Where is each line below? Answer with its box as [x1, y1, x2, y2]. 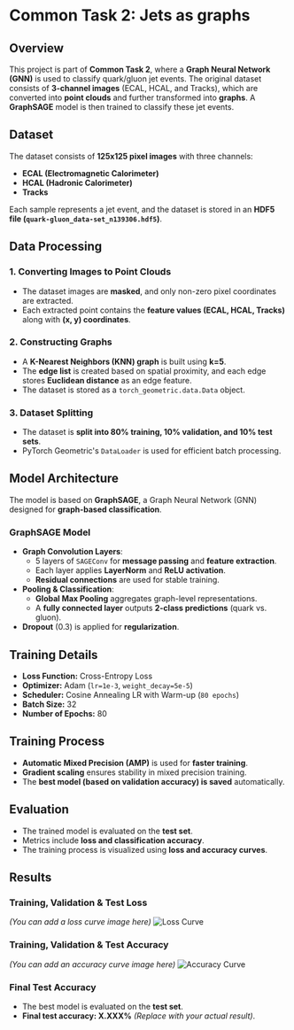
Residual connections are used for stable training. [35, 575, 220, 585]
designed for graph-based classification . [9, 504, 162, 515]
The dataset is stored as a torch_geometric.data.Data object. [21, 384, 245, 395]
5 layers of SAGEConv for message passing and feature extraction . [35, 555, 277, 567]
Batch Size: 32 [21, 699, 77, 709]
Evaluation [9, 802, 69, 817]
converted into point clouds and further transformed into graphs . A [9, 92, 256, 103]
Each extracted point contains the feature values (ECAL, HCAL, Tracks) [21, 305, 285, 315]
